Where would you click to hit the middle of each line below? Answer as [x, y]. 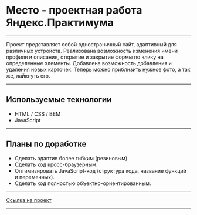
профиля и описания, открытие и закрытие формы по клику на [85, 57]
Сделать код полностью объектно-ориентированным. [83, 183]
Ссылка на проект [29, 200]
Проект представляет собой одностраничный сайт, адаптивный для [91, 44]
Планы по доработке [46, 144]
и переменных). [34, 177]
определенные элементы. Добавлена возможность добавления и [89, 63]
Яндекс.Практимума [60, 23]
